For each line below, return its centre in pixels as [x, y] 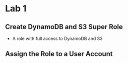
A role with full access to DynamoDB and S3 [57, 38]
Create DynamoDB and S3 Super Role [64, 27]
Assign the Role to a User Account [59, 54]
